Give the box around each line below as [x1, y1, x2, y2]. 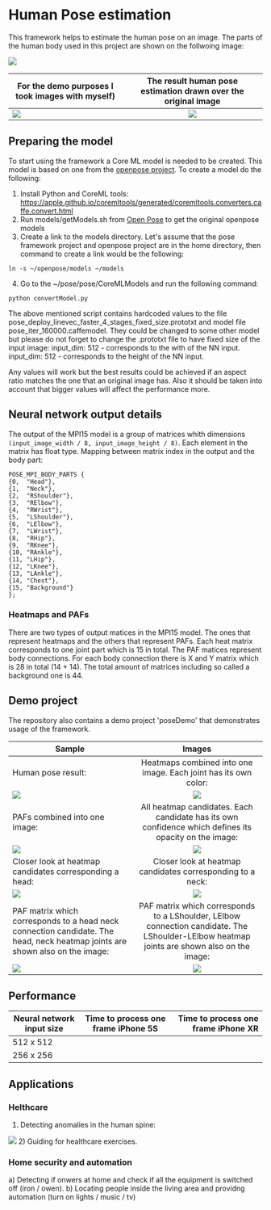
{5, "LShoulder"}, [8, 513, 74, 521]
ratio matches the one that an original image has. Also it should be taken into [8, 376, 263, 385]
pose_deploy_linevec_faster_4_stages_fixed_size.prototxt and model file [8, 317, 246, 326]
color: [186, 777, 208, 788]
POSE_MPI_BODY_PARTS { [8, 470, 85, 478]
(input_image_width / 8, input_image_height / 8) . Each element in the [8, 438, 248, 447]
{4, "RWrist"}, [8, 506, 63, 514]
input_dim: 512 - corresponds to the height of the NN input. [8, 351, 204, 361]
